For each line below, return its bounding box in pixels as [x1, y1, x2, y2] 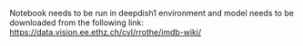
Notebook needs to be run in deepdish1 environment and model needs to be [9, 8, 294, 18]
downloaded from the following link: [9, 17, 144, 28]
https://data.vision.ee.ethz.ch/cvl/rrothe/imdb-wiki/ [9, 27, 202, 37]
